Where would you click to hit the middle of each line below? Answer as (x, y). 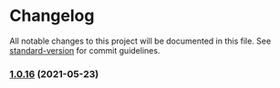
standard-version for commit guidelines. (85, 50)
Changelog (52, 16)
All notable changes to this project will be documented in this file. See (140, 41)
